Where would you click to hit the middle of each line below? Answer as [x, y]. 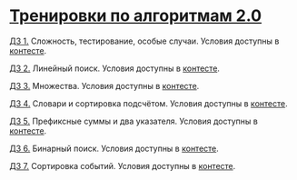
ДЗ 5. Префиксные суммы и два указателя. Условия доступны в [134, 121]
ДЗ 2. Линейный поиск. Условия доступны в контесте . [115, 68]
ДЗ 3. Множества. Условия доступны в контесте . [104, 85]
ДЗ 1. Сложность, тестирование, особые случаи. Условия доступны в [144, 41]
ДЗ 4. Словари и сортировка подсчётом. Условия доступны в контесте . [148, 103]
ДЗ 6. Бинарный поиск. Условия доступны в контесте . [114, 148]
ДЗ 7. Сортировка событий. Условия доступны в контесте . [123, 165]
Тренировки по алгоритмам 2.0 [135, 16]
